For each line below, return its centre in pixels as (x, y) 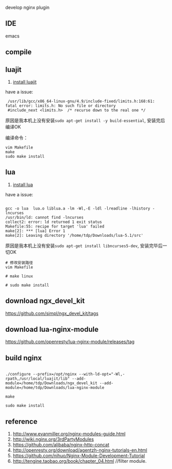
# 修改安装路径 (19, 262)
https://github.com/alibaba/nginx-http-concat (61, 445)
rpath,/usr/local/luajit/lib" (38, 379)
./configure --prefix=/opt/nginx (41, 374)
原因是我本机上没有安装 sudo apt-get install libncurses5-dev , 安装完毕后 (84, 246)
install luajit (25, 82)
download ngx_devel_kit (45, 301)
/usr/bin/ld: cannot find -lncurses (44, 217)
